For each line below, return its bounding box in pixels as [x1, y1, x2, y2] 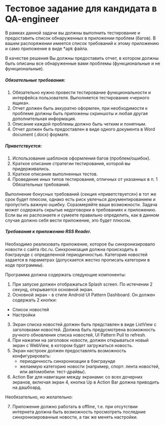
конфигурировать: [12, 353, 51, 359]
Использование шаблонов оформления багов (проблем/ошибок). [12, 155, 151, 161]
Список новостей [12, 306, 49, 312]
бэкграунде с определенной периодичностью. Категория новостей [5, 252, 148, 257]
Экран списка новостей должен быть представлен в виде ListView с [12, 321, 157, 327]
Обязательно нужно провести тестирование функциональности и [12, 89, 151, 95]
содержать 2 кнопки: [12, 297, 57, 303]
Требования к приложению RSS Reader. [5, 228, 92, 235]
